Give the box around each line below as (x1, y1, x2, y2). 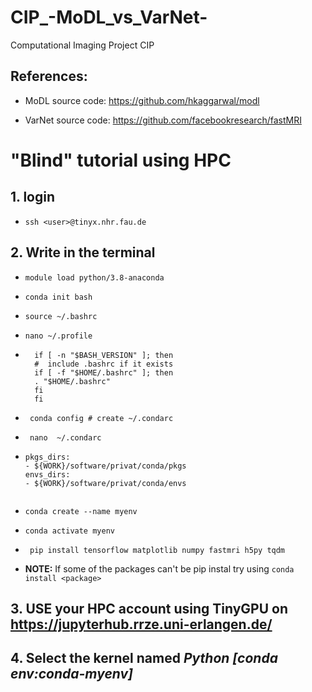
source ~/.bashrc (24, 311, 98, 321)
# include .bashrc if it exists (34, 359, 174, 369)
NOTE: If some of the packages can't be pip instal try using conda (24, 562, 295, 575)
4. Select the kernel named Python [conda (10, 650, 278, 667)
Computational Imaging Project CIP (10, 39, 155, 51)
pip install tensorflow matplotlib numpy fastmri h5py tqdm (29, 545, 286, 555)
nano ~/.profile (24, 331, 93, 341)
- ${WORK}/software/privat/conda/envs (24, 478, 187, 488)
